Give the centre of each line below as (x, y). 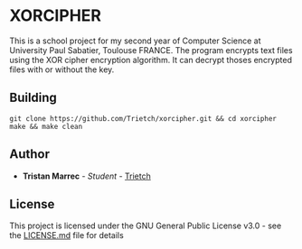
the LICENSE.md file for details (66, 235)
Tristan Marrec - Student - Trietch (86, 176)
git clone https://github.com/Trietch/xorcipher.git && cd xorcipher (143, 118)
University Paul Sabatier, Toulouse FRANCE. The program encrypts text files (151, 50)
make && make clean (46, 126)
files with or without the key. (62, 69)
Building (33, 98)
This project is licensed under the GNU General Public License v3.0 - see (146, 226)
